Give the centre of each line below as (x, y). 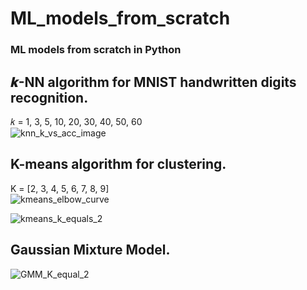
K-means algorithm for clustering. (118, 164)
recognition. (49, 97)
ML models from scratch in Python (96, 50)
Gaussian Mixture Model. (90, 250)
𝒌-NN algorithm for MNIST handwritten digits (153, 82)
